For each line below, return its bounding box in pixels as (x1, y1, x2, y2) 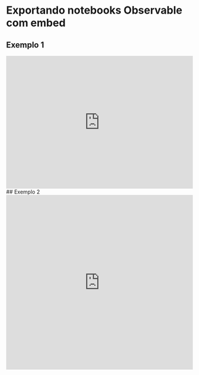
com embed (6, 16, 66, 30)
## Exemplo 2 (6, 188, 40, 195)
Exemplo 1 (6, 40, 44, 50)
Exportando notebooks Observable (6, 4, 182, 17)
